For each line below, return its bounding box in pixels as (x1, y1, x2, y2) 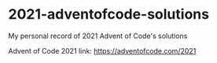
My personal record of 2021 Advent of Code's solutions (8, 31, 188, 40)
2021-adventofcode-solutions (8, 5, 210, 23)
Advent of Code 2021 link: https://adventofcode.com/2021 (8, 46, 197, 55)
